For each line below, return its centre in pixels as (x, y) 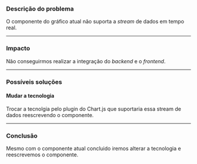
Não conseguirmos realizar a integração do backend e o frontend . (86, 61)
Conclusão (22, 135)
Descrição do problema (40, 9)
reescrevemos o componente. (42, 155)
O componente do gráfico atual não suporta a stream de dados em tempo (95, 22)
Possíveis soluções (34, 82)
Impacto (18, 49)
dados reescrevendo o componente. (50, 115)
